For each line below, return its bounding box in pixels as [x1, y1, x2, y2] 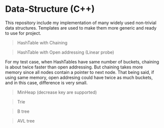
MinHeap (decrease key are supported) [17, 89, 97, 95]
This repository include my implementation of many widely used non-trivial [5, 20, 157, 26]
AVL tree [17, 118, 35, 124]
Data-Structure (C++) [5, 3, 95, 15]
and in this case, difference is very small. [5, 80, 88, 86]
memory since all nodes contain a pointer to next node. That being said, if [5, 69, 154, 75]
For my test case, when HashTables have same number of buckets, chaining [5, 59, 160, 64]
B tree [17, 108, 29, 114]
